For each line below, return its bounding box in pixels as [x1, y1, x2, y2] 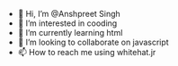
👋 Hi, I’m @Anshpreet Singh [17, 9, 121, 19]
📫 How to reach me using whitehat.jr [17, 47, 156, 57]
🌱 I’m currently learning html [17, 28, 123, 37]
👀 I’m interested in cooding [17, 18, 118, 29]
